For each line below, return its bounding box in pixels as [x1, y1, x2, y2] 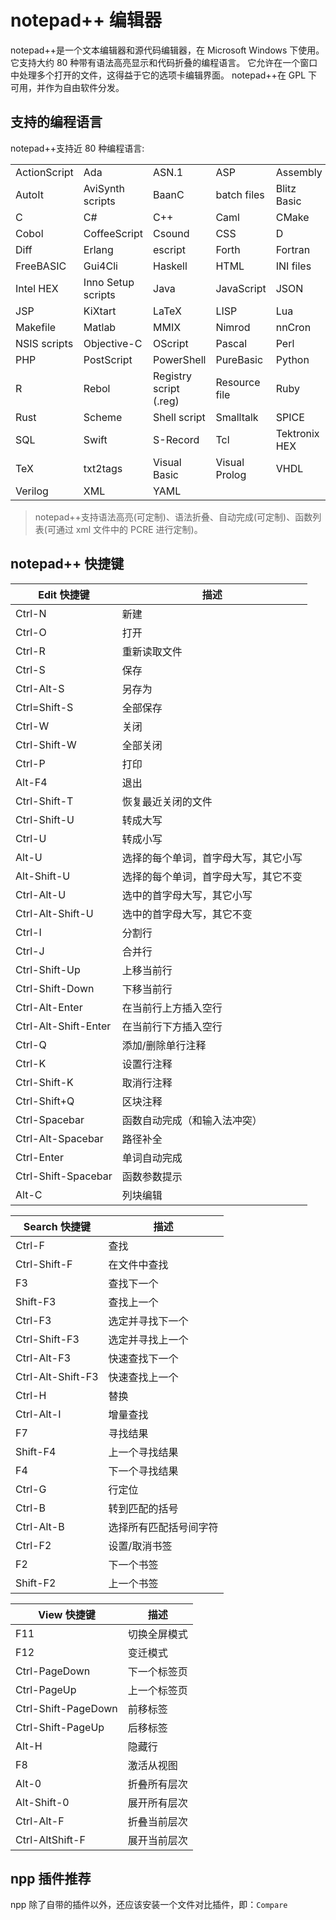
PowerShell [153, 352, 207, 366]
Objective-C [83, 336, 143, 350]
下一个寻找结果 [108, 1464, 179, 1478]
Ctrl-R [15, 644, 46, 658]
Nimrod [215, 320, 251, 334]
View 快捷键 [38, 1607, 96, 1621]
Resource [215, 375, 261, 389]
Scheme [83, 410, 123, 424]
